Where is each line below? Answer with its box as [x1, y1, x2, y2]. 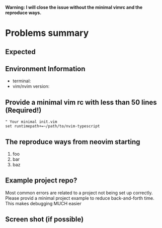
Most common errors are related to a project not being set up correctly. [5, 190, 153, 196]
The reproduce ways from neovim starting [5, 138, 140, 146]
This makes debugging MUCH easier [5, 200, 82, 206]
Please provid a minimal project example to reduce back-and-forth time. [5, 195, 154, 201]
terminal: [12, 78, 31, 84]
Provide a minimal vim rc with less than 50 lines [5, 98, 157, 107]
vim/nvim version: [12, 83, 50, 89]
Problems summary [5, 27, 89, 39]
